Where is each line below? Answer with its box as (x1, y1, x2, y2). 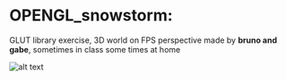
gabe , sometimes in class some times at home (9, 44, 181, 54)
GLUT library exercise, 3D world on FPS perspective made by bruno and (9, 35, 278, 45)
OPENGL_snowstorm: (9, 5, 173, 26)
